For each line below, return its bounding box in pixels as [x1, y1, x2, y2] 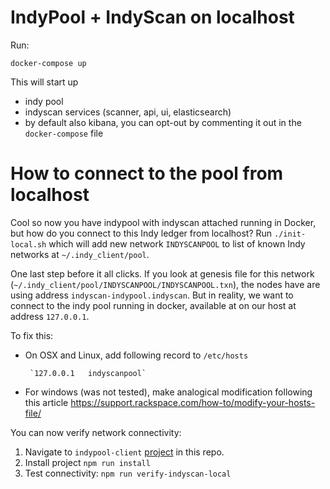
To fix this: [10, 329, 54, 341]
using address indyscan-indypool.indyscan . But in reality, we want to [10, 289, 294, 301]
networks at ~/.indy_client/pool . [10, 248, 150, 260]
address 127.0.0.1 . [10, 310, 90, 322]
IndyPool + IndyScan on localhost [10, 6, 295, 29]
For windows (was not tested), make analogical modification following [24, 386, 313, 398]
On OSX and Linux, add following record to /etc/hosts [24, 349, 249, 361]
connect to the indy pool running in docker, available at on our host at [10, 299, 297, 311]
